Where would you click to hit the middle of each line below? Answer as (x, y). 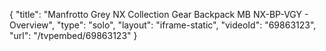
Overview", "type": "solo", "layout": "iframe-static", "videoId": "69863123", (163, 25)
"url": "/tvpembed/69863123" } (73, 35)
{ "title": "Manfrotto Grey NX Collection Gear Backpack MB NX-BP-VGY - (159, 14)
